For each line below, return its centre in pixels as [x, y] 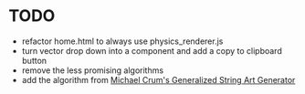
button [34, 60]
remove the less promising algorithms [93, 70]
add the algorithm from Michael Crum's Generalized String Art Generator [158, 79]
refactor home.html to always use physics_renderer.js [122, 41]
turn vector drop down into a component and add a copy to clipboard [152, 50]
